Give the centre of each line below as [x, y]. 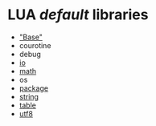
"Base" [31, 37]
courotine [35, 45]
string [29, 96]
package [34, 88]
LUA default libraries [78, 15]
